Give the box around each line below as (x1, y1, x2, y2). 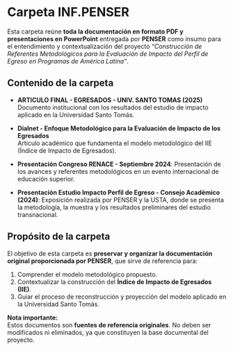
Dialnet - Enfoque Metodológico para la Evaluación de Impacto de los (17, 124, 221, 133)
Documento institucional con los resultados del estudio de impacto (17, 103, 209, 112)
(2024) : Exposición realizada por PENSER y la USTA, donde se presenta (17, 195, 225, 204)
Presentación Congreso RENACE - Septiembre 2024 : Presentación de (17, 160, 221, 168)
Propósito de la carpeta (7, 231, 111, 243)
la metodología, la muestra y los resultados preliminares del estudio (17, 203, 211, 211)
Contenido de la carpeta (7, 77, 114, 89)
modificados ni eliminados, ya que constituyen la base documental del (7, 328, 209, 336)
